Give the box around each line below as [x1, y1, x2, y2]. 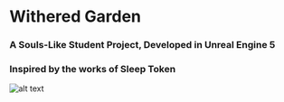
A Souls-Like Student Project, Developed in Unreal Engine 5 [9, 39, 276, 51]
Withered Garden [9, 6, 142, 27]
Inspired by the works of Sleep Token [9, 63, 176, 76]
